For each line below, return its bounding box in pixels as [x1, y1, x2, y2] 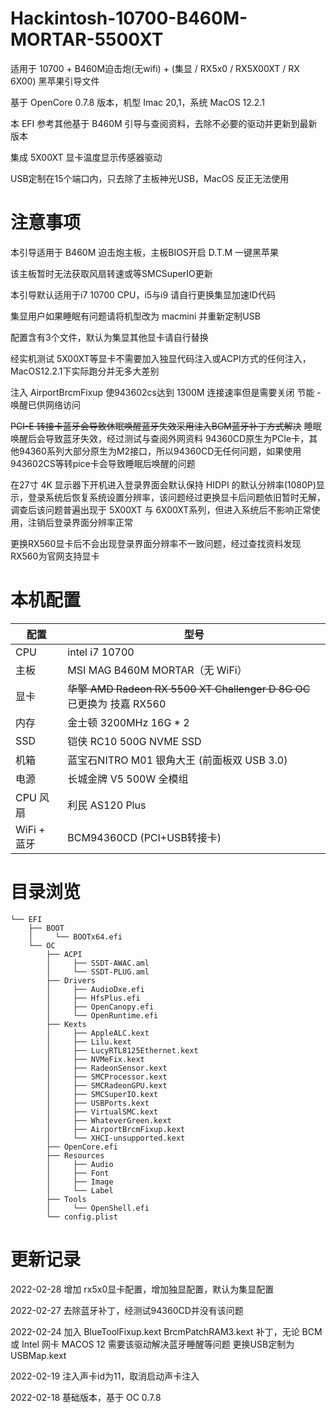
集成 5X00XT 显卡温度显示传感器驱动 [10, 151, 163, 163]
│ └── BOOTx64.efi [28, 932, 123, 942]
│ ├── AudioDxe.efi [46, 984, 145, 994]
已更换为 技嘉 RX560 [67, 697, 167, 711]
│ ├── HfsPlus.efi [46, 993, 141, 1003]
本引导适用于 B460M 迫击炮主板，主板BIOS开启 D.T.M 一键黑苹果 [10, 246, 280, 258]
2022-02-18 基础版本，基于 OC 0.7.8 [10, 1391, 162, 1403]
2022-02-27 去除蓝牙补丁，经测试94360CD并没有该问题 [10, 1304, 244, 1316]
